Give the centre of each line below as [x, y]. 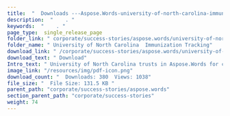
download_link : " [32, 52]
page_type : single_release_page [55, 32]
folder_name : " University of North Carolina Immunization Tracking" [110, 45]
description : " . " [41, 20]
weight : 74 [23, 102]
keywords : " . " [37, 26]
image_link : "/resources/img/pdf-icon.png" [70, 70]
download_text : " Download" [47, 58]
